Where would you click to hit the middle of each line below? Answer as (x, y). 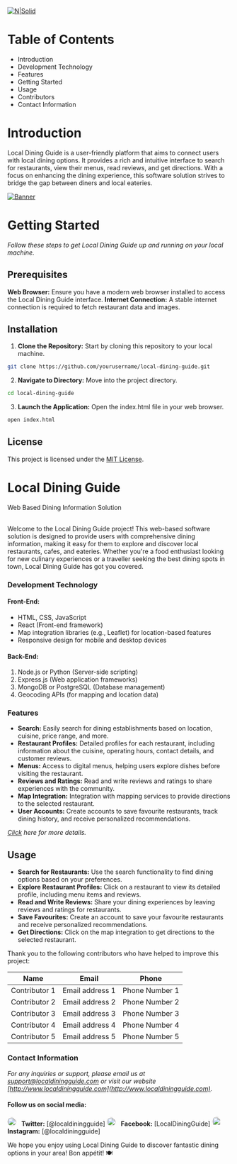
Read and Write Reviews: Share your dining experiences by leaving (116, 902)
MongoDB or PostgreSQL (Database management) (91, 687)
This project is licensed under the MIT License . (76, 459)
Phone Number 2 (151, 1002)
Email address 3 (89, 1014)
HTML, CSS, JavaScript (52, 617)
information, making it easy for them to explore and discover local (103, 543)
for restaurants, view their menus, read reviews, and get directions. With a (115, 167)
